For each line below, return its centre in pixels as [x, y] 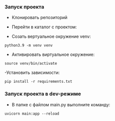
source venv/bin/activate [31, 64]
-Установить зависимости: [32, 73]
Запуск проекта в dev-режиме [43, 94]
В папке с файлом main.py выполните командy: [61, 104]
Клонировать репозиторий [39, 18]
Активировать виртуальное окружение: [53, 54]
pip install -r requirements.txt [38, 82]
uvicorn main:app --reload [32, 114]
